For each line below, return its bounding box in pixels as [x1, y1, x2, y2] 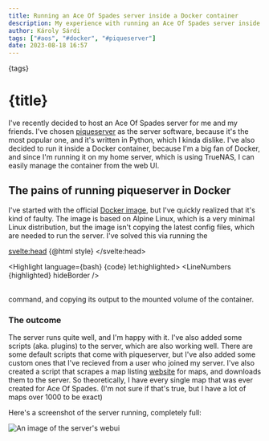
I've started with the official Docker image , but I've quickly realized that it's [8, 205, 255, 215]
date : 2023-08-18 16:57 [8, 42, 88, 50]
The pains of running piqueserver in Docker [8, 184, 231, 197]
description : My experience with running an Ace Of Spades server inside [8, 19, 261, 27]
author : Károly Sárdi [8, 26, 81, 34]
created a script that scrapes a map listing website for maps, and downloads [8, 366, 262, 377]
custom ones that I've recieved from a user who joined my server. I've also [8, 358, 255, 368]
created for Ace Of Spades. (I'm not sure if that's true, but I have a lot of [8, 384, 247, 394]
